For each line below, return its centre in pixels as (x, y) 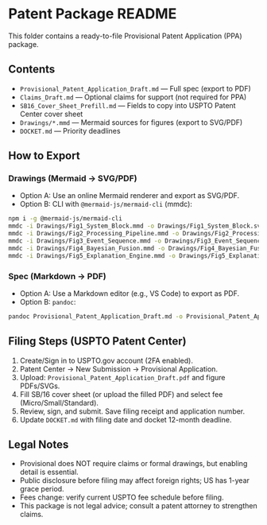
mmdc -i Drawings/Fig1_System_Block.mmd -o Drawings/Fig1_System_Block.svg (136, 226)
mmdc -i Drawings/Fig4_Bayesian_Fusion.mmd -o (87, 248)
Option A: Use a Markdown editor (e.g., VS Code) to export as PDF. (130, 293)
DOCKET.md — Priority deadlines (70, 130)
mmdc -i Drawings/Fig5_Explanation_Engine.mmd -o (92, 255)
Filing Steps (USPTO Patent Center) (97, 342)
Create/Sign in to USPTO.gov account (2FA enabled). (106, 360)
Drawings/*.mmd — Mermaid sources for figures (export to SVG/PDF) (131, 122)
